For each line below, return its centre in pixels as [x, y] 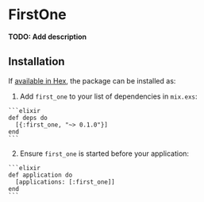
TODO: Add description [48, 37]
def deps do [28, 118]
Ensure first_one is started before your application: [104, 153]
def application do [40, 175]
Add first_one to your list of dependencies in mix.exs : [108, 96]
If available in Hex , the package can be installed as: [92, 80]
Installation [37, 62]
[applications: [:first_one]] [65, 182]
